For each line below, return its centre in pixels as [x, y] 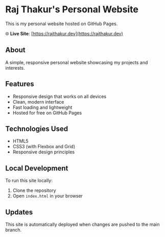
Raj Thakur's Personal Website [72, 9]
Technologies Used [37, 129]
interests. [15, 68]
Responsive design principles [44, 152]
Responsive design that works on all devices [59, 96]
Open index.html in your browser [48, 196]
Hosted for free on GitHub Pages [47, 113]
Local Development [37, 168]
